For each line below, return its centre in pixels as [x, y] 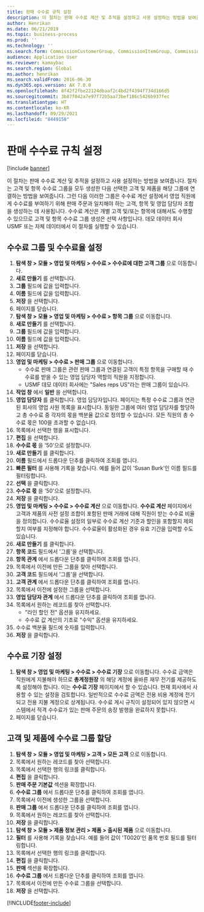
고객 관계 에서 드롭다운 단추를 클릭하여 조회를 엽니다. [78, 582]
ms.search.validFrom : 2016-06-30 [49, 80]
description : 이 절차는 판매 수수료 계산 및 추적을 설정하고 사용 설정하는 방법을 [96, 18]
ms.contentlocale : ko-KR [38, 108]
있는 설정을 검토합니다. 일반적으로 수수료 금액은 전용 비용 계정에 [109, 694]
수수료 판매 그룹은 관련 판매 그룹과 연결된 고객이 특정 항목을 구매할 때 [106, 369]
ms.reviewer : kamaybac [35, 63]
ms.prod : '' [22, 40]
